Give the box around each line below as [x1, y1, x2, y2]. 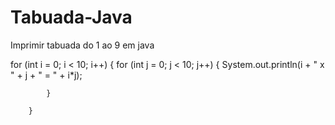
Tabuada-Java [10, 6, 133, 29]
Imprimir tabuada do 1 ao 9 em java [10, 39, 155, 51]
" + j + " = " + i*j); [10, 69, 83, 81]
